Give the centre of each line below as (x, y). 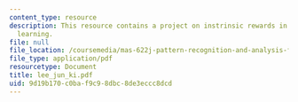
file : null (29, 42)
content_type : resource (53, 17)
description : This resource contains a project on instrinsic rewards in (149, 26)
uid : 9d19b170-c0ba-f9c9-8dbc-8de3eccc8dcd (91, 83)
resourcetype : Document (53, 67)
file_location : (37, 51)
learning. (35, 34)
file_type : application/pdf (61, 59)
